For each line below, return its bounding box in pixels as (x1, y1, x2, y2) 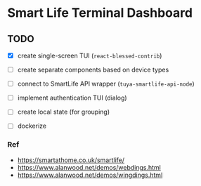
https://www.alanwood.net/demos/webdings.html (17, 163, 162, 171)
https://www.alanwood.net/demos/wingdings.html (17, 171, 163, 179)
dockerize (17, 121, 47, 131)
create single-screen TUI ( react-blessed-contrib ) (17, 51, 162, 60)
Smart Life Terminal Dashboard (7, 5, 193, 21)
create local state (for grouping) (17, 107, 110, 117)
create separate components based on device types (17, 65, 169, 74)
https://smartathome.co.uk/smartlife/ (17, 156, 125, 164)
